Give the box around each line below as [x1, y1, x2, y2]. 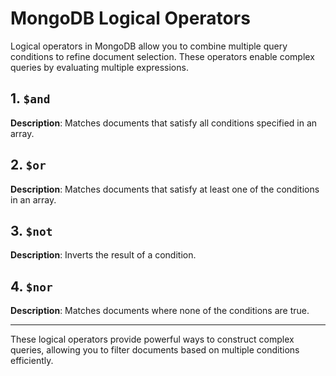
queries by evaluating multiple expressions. [10, 61, 189, 73]
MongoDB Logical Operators [10, 7, 251, 30]
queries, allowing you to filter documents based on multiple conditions [10, 344, 300, 356]
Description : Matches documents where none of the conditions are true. [10, 305, 310, 317]
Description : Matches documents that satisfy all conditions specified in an [10, 117, 318, 129]
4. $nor [10, 278, 53, 295]
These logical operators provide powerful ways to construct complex [10, 333, 295, 346]
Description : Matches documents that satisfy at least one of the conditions [10, 183, 320, 195]
